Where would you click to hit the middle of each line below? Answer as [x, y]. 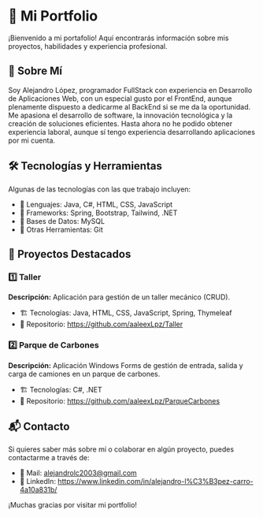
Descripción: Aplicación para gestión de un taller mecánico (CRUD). [119, 297]
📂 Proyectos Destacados [70, 254]
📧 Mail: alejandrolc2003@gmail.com [78, 473]
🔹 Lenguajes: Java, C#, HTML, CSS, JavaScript [96, 204]
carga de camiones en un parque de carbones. [84, 374]
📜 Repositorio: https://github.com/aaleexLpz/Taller [101, 324]
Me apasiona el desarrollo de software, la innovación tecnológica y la [120, 115]
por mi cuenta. [32, 140]
